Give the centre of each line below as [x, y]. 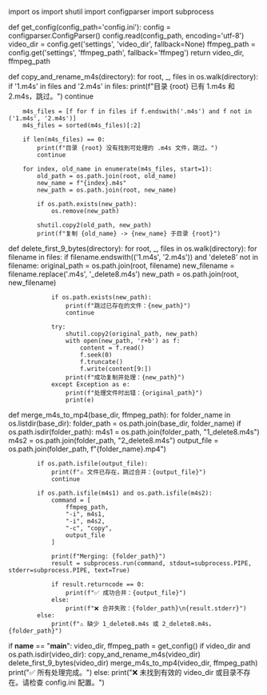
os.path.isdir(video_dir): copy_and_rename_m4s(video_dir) [105, 654]
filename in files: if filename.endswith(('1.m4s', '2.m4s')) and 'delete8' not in [133, 257]
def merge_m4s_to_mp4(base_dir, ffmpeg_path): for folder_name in [120, 415]
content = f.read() [112, 348]
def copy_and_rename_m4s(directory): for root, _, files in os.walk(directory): [133, 77]
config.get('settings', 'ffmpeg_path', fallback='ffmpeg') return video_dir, [126, 53]
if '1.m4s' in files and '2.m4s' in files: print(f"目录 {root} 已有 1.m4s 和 [122, 86]
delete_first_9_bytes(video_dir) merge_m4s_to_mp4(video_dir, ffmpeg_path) [133, 663]
